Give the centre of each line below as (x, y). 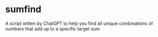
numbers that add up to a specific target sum (53, 28)
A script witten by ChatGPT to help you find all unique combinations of (79, 23)
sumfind (23, 9)
